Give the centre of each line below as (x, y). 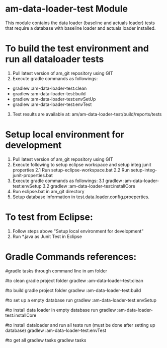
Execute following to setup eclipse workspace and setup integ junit (82, 164)
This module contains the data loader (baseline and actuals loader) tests (80, 23)
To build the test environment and (77, 49)
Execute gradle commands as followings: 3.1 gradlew (67, 181)
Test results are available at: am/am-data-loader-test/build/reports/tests (87, 114)
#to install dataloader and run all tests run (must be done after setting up (80, 325)
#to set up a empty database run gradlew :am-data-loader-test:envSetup (81, 300)
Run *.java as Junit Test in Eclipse (47, 236)
